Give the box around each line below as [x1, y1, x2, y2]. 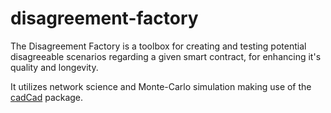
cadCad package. [10, 91, 84, 103]
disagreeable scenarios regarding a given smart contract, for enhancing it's [10, 50, 322, 62]
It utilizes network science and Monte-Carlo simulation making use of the [10, 80, 312, 92]
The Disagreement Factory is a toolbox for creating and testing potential [10, 40, 307, 52]
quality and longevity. [10, 61, 99, 73]
